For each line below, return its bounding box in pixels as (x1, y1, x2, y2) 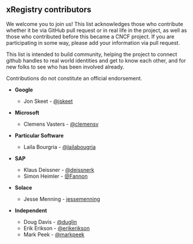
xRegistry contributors (6, 5, 91, 15)
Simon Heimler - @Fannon (23, 173, 88, 180)
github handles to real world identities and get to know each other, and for (6, 57, 187, 64)
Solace (14, 184, 32, 191)
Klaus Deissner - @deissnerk (23, 166, 94, 173)
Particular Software (14, 132, 64, 139)
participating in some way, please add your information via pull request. (6, 39, 180, 46)
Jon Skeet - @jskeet (23, 97, 73, 105)
